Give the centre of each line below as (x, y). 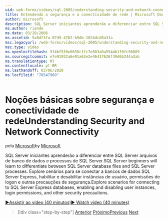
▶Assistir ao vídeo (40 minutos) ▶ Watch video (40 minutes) (67, 202)
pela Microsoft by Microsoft (33, 145)
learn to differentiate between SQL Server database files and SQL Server (80, 166)
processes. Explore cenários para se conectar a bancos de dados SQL (78, 171)
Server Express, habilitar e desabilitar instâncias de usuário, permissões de (82, 176)
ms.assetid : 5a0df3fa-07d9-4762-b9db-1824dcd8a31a (59, 38)
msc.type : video (22, 47)
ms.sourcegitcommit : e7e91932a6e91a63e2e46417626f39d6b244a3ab (72, 56)
